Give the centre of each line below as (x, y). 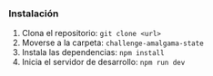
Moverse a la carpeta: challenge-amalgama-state (112, 43)
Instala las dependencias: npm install (93, 52)
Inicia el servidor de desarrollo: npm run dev (103, 62)
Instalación (34, 14)
